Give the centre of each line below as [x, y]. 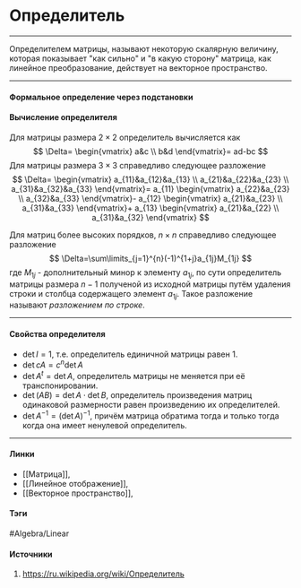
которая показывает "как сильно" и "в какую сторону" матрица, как [140, 58]
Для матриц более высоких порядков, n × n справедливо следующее [143, 235]
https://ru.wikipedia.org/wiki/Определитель [103, 574]
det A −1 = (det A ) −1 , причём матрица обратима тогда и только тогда [150, 415]
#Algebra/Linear [39, 533]
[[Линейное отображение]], [75, 483]
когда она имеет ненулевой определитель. [105, 425]
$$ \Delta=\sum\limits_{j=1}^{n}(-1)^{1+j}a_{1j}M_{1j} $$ [150, 258]
